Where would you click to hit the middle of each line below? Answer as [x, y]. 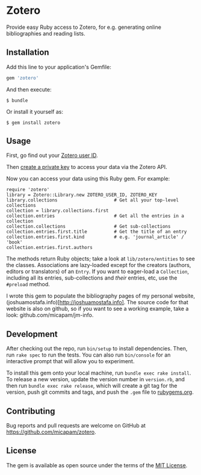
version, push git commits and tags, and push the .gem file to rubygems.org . [100, 392]
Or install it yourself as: [35, 111]
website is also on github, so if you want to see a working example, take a [97, 309]
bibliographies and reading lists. [46, 33]
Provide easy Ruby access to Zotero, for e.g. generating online [84, 27]
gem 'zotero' [23, 78]
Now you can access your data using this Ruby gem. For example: [88, 179]
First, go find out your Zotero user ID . [52, 155]
